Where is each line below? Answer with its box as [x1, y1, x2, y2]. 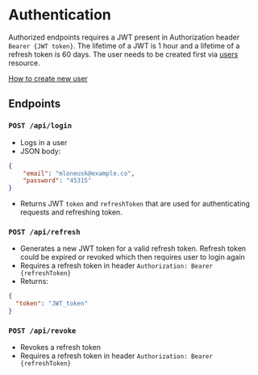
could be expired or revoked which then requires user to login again [19, 252, 246, 262]
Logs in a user [19, 137, 68, 147]
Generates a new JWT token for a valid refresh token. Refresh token [19, 244, 247, 253]
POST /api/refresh [8, 227, 81, 237]
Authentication [8, 6, 111, 24]
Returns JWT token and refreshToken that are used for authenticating [19, 199, 250, 209]
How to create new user [8, 73, 89, 83]
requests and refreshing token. [19, 207, 123, 217]
